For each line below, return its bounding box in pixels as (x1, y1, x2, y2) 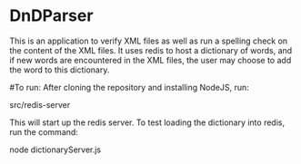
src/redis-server (9, 99, 71, 110)
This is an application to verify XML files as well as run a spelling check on (9, 35, 288, 46)
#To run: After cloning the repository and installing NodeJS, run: (9, 82, 250, 92)
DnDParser (9, 5, 94, 26)
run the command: (9, 126, 79, 137)
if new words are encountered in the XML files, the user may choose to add (9, 54, 292, 65)
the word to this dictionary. (9, 64, 110, 75)
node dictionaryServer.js (9, 144, 102, 155)
